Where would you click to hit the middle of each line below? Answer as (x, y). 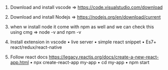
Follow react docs (29, 57)
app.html (19, 62)
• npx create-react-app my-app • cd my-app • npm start (90, 62)
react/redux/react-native (36, 47)
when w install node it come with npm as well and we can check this (82, 27)
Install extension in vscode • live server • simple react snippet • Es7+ (83, 42)
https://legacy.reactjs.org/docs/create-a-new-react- (104, 57)
